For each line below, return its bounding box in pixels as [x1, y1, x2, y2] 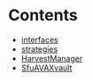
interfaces [20, 34, 58, 45]
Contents [8, 5, 79, 26]
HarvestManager [20, 53, 83, 63]
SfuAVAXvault [20, 63, 73, 73]
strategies [20, 43, 58, 54]
